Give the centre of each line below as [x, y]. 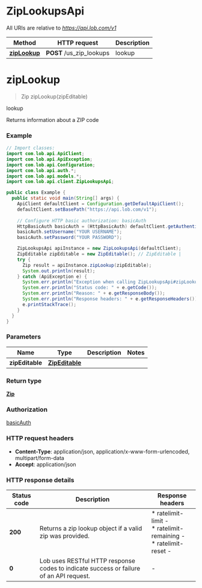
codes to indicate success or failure [90, 568]
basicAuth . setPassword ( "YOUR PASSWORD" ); [69, 238]
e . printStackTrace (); [49, 304]
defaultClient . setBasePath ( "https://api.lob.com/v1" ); [87, 209]
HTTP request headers [40, 438]
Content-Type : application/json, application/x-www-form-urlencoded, [102, 452]
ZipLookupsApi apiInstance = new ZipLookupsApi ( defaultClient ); [99, 249]
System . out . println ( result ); [59, 271]
